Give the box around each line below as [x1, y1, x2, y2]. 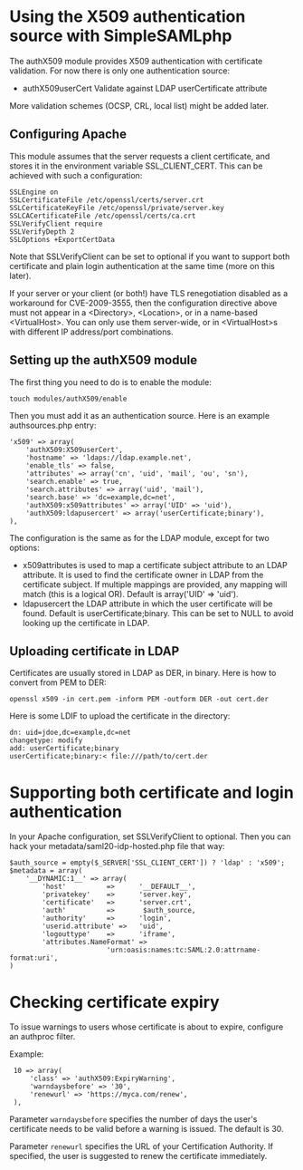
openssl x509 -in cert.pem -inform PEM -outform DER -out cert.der [9, 695, 270, 704]
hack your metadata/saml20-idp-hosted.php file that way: [9, 841, 225, 852]
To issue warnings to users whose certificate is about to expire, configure [9, 1021, 284, 1032]
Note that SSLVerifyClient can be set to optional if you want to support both [9, 251, 290, 262]
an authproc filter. [9, 1031, 76, 1042]
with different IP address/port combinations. [9, 326, 174, 337]
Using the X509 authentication [9, 6, 246, 27]
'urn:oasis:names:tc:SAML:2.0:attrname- [106, 945, 260, 955]
